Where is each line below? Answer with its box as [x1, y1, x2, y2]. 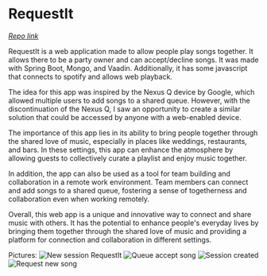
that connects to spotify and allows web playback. [8, 72, 173, 81]
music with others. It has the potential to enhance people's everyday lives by [8, 218, 259, 227]
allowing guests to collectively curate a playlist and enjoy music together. [8, 153, 248, 163]
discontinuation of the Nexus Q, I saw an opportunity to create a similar [8, 104, 241, 114]
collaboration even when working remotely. [8, 194, 149, 204]
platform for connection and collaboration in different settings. [8, 235, 212, 244]
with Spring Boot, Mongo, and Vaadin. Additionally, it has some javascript [8, 63, 248, 72]
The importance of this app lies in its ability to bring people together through [8, 128, 258, 138]
